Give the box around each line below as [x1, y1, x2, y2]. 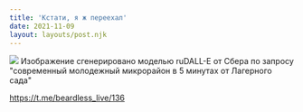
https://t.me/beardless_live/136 [9, 92, 125, 104]
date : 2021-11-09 [9, 22, 75, 31]
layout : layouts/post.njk [9, 30, 107, 39]
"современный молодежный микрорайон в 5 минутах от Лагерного [9, 65, 273, 77]
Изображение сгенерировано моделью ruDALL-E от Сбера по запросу [20, 56, 294, 67]
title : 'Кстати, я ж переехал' [9, 13, 128, 23]
